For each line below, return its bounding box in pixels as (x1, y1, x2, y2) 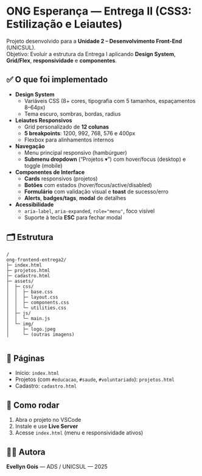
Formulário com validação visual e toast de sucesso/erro (24, 188, 169, 195)
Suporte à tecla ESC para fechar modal (24, 213, 122, 221)
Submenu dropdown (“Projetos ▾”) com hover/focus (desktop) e (24, 155, 186, 163)
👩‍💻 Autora (6, 447, 46, 457)
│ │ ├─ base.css (6, 288, 53, 295)
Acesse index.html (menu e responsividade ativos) (15, 429, 144, 436)
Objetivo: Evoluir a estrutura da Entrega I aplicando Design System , (6, 50, 176, 57)
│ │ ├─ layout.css (6, 294, 59, 300)
